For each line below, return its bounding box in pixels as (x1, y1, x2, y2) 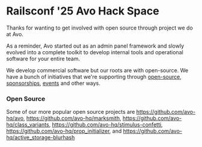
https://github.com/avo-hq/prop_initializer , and (6, 128, 122, 135)
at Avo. (6, 30, 24, 37)
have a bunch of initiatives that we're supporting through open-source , (6, 73, 182, 80)
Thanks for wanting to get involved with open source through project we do (6, 24, 194, 31)
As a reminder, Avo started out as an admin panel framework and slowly (6, 42, 185, 49)
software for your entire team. (6, 55, 81, 62)
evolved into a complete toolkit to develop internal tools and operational (6, 48, 183, 55)
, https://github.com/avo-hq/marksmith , (23, 114, 121, 122)
